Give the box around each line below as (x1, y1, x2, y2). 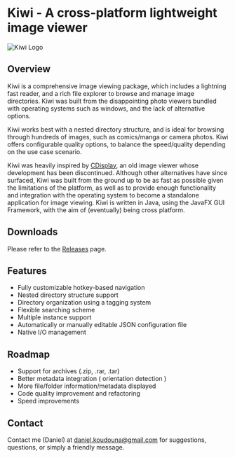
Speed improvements (17, 397, 79, 405)
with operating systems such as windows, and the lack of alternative (7, 104, 206, 113)
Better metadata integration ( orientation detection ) (17, 375, 167, 383)
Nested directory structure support (17, 291, 119, 299)
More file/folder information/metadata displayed (17, 382, 156, 390)
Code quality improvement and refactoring (17, 389, 140, 398)
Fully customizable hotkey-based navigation (17, 284, 145, 292)
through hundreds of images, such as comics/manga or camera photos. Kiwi (7, 132, 229, 141)
